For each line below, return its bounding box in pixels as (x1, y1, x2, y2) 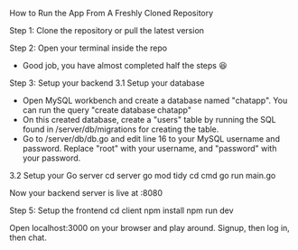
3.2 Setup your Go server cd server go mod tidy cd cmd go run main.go (9, 171, 276, 181)
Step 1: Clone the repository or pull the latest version (9, 25, 205, 35)
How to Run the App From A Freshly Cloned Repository (9, 8, 214, 18)
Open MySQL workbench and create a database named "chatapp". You (22, 95, 288, 106)
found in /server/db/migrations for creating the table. (22, 124, 219, 134)
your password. (22, 153, 81, 163)
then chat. (9, 232, 47, 243)
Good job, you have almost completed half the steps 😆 (22, 60, 228, 70)
